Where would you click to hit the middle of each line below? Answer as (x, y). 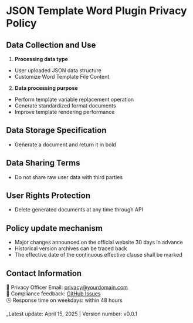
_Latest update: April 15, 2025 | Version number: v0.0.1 (72, 314)
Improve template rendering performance (65, 112)
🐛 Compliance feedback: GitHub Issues (53, 294)
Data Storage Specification (56, 130)
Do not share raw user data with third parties (69, 177)
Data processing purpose (46, 88)
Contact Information (44, 273)
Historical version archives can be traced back (71, 248)
